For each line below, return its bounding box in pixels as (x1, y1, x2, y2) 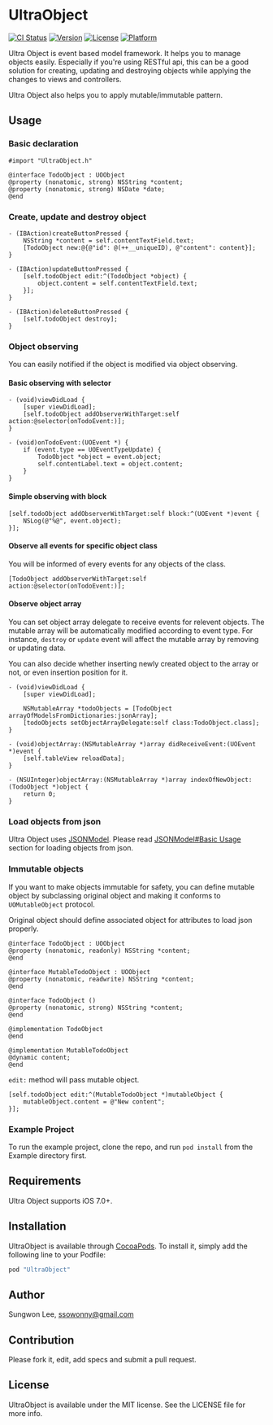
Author (8, 1287, 45, 1301)
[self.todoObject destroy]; (23, 315, 118, 323)
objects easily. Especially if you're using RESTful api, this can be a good (8, 57, 249, 67)
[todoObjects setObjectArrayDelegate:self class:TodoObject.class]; (23, 719, 260, 728)
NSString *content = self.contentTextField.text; (23, 236, 195, 245)
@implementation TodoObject (8, 1025, 104, 1033)
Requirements (8, 1174, 81, 1188)
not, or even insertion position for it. (8, 667, 128, 677)
